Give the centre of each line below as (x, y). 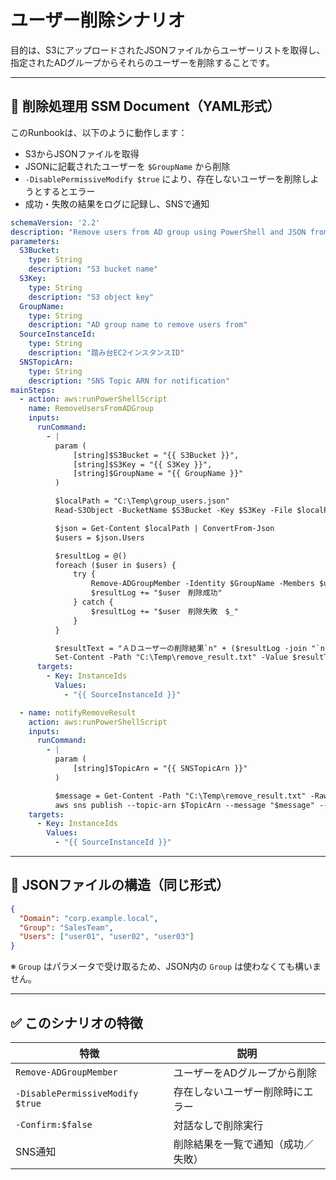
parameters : (35, 241)
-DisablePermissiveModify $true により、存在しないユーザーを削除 (163, 178)
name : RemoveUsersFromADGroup (91, 409)
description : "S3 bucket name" (93, 269)
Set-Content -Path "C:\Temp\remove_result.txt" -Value (171, 657)
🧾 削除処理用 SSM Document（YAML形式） (145, 106)
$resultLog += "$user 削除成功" (156, 593)
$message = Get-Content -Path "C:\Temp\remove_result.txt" (180, 796)
